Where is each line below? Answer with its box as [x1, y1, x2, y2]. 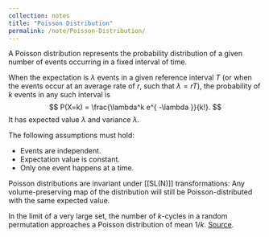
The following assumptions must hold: [8, 130, 134, 141]
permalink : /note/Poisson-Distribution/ [8, 27, 147, 35]
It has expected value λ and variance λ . [8, 115, 140, 125]
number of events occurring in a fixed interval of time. [8, 57, 188, 67]
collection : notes [8, 11, 70, 20]
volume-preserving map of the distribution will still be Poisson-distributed [8, 187, 253, 197]
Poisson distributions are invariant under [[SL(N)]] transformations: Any [8, 178, 246, 189]
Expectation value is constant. [19, 154, 121, 165]
